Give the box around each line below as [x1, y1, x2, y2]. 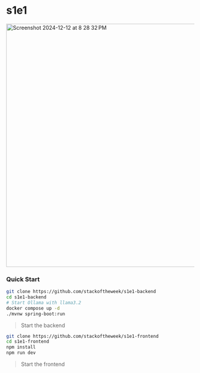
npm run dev [6, 350, 36, 356]
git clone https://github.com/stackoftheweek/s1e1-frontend [6, 333, 159, 339]
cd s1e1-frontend [6, 338, 50, 345]
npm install [6, 344, 36, 350]
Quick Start [6, 275, 40, 283]
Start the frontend [20, 360, 65, 368]
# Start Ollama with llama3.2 [6, 300, 82, 306]
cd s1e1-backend [6, 294, 47, 300]
